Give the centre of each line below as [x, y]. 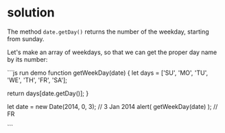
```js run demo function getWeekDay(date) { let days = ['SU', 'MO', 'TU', [108, 73]
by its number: [27, 59]
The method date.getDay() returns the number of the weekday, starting [108, 32]
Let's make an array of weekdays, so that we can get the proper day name [112, 52]
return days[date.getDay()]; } [48, 93]
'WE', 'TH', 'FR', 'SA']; [37, 80]
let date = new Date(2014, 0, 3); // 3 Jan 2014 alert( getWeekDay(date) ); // [113, 106]
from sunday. [26, 38]
